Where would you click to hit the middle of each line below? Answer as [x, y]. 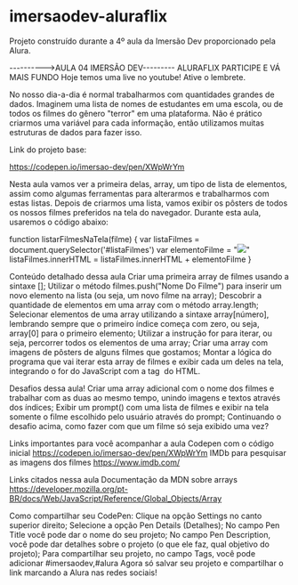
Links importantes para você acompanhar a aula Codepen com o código [141, 443]
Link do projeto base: [48, 150]
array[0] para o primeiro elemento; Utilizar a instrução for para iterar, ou [141, 333]
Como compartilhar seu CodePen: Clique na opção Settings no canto [136, 516]
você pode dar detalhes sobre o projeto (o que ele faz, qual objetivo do [139, 544]
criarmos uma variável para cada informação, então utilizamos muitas [137, 123]
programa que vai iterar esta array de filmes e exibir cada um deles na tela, [147, 362]
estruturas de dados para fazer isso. [76, 132]
